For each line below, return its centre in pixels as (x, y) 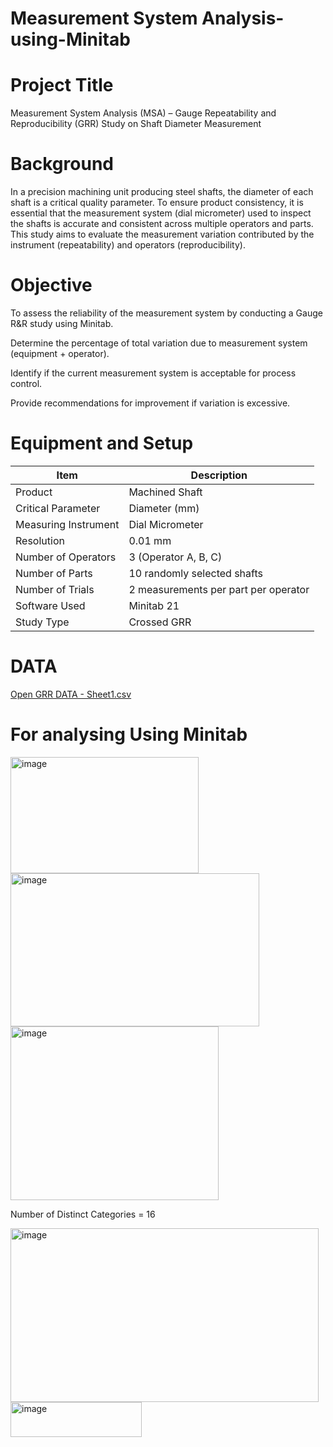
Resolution (40, 540)
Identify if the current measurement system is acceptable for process (153, 373)
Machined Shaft (165, 492)
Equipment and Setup (102, 443)
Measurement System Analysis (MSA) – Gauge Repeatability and (143, 113)
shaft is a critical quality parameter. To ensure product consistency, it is (157, 203)
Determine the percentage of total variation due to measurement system (159, 343)
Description (219, 475)
